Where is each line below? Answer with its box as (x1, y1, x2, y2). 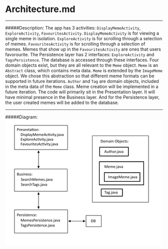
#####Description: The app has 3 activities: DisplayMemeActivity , (5, 25, 141, 31)
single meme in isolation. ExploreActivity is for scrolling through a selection (5, 35, 162, 41)
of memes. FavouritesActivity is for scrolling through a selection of (5, 41, 145, 47)
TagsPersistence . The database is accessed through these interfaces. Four (5, 57, 159, 63)
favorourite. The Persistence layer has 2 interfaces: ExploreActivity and (5, 51, 154, 57)
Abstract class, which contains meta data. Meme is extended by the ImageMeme (5, 67, 163, 73)
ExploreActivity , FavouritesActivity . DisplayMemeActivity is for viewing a (5, 30, 159, 36)
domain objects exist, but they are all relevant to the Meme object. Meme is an (5, 62, 158, 68)
